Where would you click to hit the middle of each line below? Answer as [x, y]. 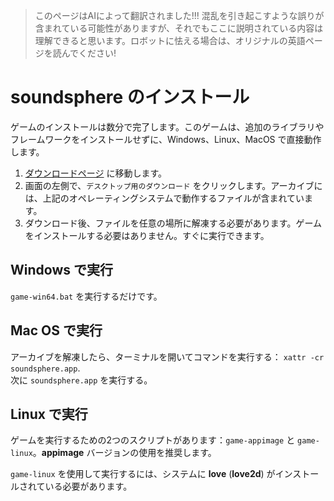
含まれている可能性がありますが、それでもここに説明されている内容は [179, 28]
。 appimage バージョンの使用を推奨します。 [124, 453]
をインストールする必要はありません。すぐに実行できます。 [147, 235]
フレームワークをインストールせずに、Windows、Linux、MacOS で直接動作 [166, 139]
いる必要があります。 [88, 486]
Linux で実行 [49, 414]
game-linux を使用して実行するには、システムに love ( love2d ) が [143, 474]
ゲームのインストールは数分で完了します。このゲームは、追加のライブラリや [167, 126]
